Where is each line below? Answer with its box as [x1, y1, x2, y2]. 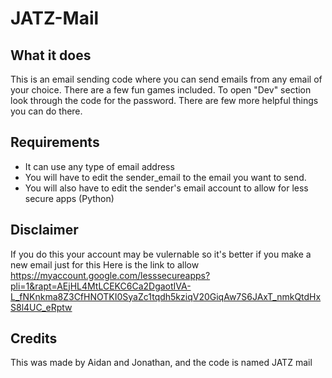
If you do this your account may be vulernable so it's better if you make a [10, 248, 312, 260]
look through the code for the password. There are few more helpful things [10, 95, 319, 106]
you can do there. [10, 105, 83, 117]
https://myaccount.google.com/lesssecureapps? [10, 269, 211, 281]
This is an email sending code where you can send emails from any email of [10, 73, 323, 85]
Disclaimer [10, 222, 79, 239]
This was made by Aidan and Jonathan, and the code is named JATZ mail [10, 357, 313, 369]
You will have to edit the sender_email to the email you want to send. [24, 171, 307, 183]
